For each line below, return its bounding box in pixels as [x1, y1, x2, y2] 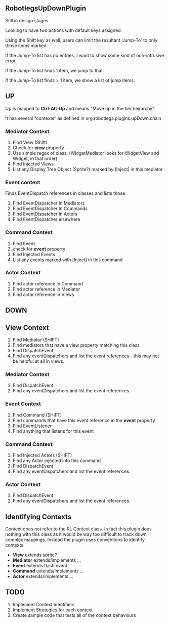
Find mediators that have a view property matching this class [12, 342, 140, 348]
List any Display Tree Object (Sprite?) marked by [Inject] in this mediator [12, 166, 163, 172]
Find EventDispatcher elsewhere [12, 216, 80, 222]
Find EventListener [12, 423, 52, 429]
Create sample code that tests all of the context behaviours [12, 612, 137, 618]
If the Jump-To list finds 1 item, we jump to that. [5, 67, 104, 73]
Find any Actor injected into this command [12, 458, 101, 464]
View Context [5, 323, 49, 332]
